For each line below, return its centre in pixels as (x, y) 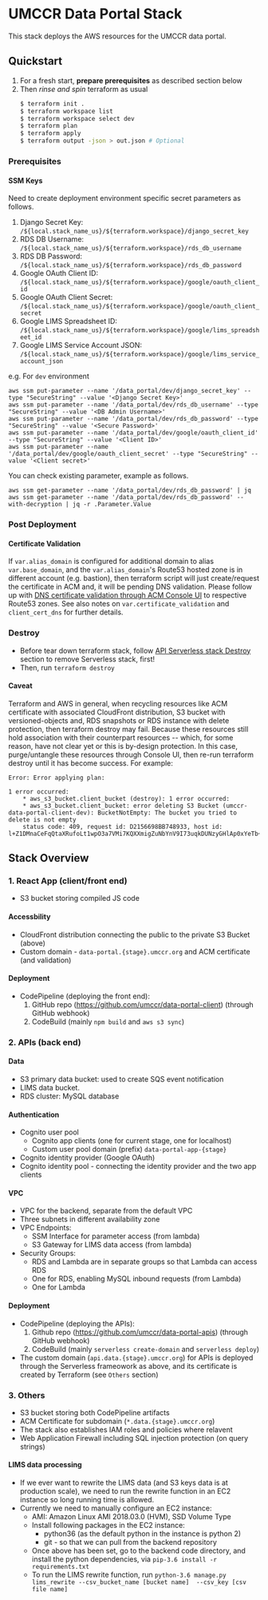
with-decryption (35, 505)
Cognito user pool (49, 1132)
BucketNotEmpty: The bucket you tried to (167, 813)
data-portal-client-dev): (51, 813)
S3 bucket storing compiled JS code (79, 898)
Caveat (21, 686)
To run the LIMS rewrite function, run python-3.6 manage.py (129, 1575)
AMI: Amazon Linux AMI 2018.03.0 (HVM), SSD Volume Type (131, 1517)
